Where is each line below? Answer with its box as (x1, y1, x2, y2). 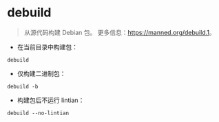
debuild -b (7, 83, 39, 90)
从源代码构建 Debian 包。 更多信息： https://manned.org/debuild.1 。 (23, 28, 216, 36)
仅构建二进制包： (17, 69, 66, 77)
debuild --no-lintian (7, 110, 70, 117)
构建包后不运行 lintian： (17, 96, 85, 104)
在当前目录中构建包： (17, 42, 78, 51)
